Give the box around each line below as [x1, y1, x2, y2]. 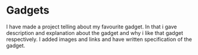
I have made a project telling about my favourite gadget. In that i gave [6, 23, 178, 30]
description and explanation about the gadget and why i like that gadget [6, 29, 184, 36]
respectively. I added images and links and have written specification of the [6, 35, 193, 43]
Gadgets [6, 4, 50, 17]
